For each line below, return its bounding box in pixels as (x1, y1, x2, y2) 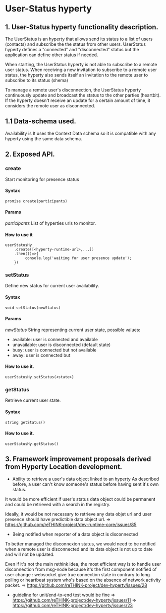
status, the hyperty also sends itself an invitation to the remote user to (5, 72, 148, 78)
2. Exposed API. (5, 150, 55, 159)
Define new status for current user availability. (5, 283, 99, 289)
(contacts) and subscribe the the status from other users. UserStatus (5, 41, 146, 47)
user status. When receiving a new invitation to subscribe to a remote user (5, 67, 157, 73)
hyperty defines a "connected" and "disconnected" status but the (5, 47, 140, 52)
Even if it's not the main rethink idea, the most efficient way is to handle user (5, 561, 161, 567)
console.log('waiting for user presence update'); (25, 256, 132, 261)
